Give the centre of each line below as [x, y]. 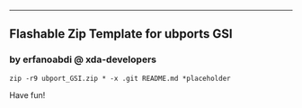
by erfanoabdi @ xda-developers [83, 59]
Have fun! [27, 94]
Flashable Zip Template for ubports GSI [121, 34]
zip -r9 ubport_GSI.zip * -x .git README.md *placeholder [120, 78]
